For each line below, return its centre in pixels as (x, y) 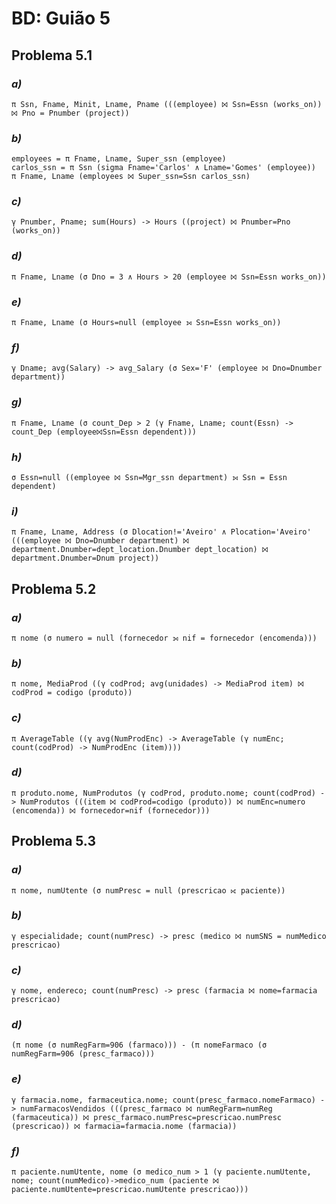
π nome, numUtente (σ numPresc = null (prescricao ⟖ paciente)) (148, 890)
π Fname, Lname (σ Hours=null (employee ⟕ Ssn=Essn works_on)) (146, 323)
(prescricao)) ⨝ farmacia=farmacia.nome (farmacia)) (124, 1126)
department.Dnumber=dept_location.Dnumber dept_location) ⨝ (140, 550)
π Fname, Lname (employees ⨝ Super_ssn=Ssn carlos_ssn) (131, 177)
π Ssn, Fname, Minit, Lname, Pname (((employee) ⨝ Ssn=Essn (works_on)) (167, 104)
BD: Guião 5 (61, 18)
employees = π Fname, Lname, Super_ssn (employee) (119, 159)
